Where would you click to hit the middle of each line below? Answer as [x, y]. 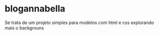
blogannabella [35, 9]
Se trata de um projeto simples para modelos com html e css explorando [79, 22]
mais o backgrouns [24, 27]
